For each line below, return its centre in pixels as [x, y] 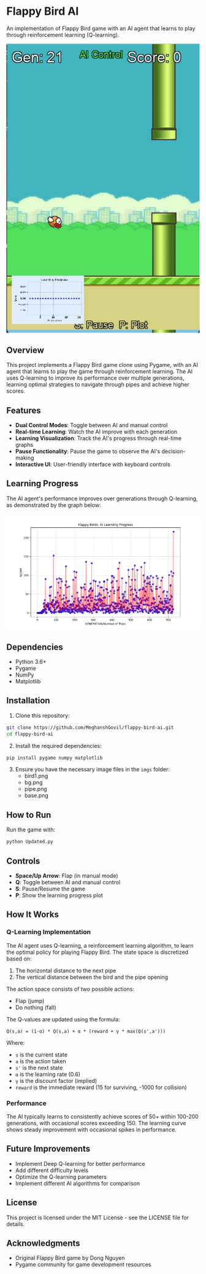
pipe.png [36, 789]
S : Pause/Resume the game [50, 889]
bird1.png [36, 776]
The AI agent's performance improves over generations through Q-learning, [102, 498]
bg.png [33, 782]
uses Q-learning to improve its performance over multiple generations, [95, 378]
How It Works [33, 915]
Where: [16, 1042]
